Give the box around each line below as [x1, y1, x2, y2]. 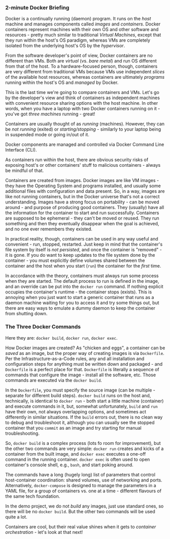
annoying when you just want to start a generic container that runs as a [5, 294, 154, 301]
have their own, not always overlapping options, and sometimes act [5, 408, 146, 414]
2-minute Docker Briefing [5, 4, 70, 11]
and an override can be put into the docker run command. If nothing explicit [5, 284, 163, 290]
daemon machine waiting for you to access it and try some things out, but [5, 300, 159, 306]
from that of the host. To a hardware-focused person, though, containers [5, 63, 158, 70]
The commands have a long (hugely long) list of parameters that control [5, 471, 156, 477]
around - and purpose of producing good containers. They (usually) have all [5, 204, 164, 211]
